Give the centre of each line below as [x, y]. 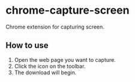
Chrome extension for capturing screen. [55, 27]
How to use [27, 45]
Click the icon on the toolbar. [50, 66]
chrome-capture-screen [67, 10]
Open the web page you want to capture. [65, 59]
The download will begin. [45, 72]
